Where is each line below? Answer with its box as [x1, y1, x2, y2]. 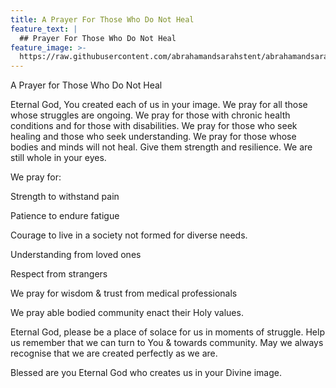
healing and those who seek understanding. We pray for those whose [10, 131, 297, 143]
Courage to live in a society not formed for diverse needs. [10, 229, 248, 241]
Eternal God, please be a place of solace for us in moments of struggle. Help [10, 326, 325, 338]
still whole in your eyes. [10, 152, 107, 164]
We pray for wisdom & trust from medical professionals [10, 287, 238, 300]
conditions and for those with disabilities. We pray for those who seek [10, 120, 298, 132]
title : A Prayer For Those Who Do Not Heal [10, 14, 195, 25]
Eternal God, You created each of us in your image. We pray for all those [10, 99, 308, 111]
